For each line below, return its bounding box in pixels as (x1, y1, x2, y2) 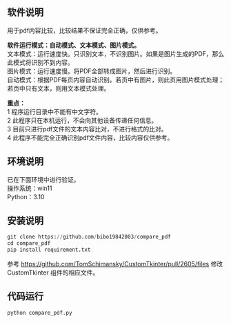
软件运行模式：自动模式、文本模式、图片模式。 (7, 41, 140, 49)
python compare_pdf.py (7, 309, 72, 316)
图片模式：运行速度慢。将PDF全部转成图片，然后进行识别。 (7, 66, 177, 75)
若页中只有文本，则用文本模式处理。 (7, 84, 110, 92)
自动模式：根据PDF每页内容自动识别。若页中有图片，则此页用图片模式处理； (7, 75, 225, 84)
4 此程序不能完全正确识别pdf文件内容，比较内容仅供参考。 (7, 133, 174, 142)
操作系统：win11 (7, 184, 52, 192)
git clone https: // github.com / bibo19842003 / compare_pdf (7, 234, 171, 241)
